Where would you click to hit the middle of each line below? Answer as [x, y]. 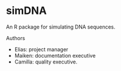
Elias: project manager [41, 49]
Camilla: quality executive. [46, 62]
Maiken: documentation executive [55, 55]
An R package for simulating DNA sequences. [61, 27]
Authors [15, 38]
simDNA [26, 11]
